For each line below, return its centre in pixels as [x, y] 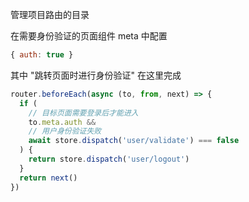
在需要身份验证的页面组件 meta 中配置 [89, 36]
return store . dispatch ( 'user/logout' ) [109, 159]
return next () [48, 178]
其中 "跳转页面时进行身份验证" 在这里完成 [96, 75]
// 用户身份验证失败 [65, 131]
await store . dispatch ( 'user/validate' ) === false [134, 141]
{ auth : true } [42, 55]
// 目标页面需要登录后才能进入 [83, 113]
